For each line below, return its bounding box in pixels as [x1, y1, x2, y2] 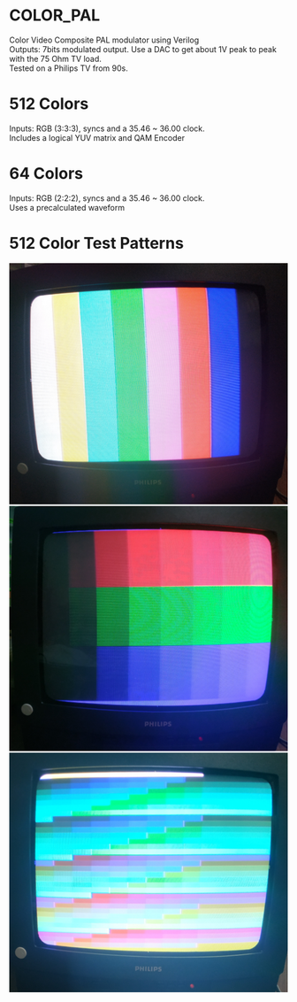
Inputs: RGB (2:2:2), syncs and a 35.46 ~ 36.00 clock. [9, 192, 205, 204]
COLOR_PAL [9, 5, 101, 26]
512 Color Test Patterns [9, 234, 184, 253]
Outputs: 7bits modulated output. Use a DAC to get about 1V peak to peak [9, 43, 277, 54]
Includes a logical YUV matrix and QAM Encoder [9, 132, 186, 143]
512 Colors [9, 94, 89, 114]
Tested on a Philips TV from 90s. [9, 63, 128, 73]
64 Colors [9, 164, 84, 184]
